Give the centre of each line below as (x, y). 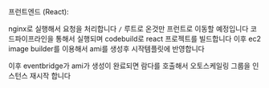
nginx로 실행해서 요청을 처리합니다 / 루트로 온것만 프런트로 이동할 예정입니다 (128, 29)
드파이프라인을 (31, 39)
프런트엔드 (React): (39, 12)
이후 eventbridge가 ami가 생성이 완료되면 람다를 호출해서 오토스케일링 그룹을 (129, 66)
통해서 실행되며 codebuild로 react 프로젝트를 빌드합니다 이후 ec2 (159, 39)
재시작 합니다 (50, 76)
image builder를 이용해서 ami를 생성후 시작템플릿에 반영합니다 (106, 49)
